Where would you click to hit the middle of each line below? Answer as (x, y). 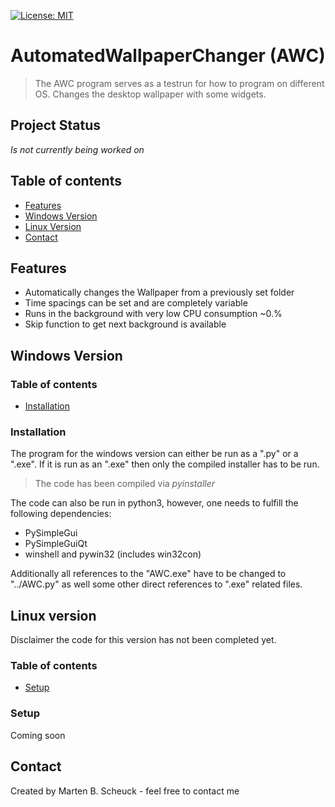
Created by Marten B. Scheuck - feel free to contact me (125, 791)
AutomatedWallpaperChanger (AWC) (168, 56)
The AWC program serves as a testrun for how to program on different (179, 83)
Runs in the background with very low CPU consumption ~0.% (153, 314)
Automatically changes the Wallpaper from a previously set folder (159, 292)
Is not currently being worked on (77, 149)
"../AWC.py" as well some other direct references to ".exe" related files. (156, 584)
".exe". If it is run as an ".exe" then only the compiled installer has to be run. (165, 464)
